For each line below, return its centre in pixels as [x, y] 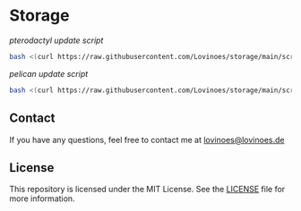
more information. [42, 198]
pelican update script [49, 73]
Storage [39, 16]
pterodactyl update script [56, 40]
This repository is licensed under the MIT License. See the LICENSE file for [147, 190]
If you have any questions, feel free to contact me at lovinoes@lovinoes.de [147, 139]
